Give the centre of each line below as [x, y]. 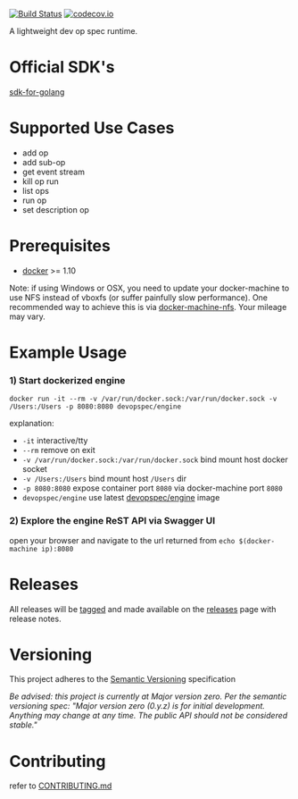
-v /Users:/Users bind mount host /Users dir [104, 479]
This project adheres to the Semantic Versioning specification [123, 679]
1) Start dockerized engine [67, 380]
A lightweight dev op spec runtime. [74, 31]
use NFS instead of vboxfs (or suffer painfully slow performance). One [139, 297]
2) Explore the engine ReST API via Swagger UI [112, 521]
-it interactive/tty [55, 441]
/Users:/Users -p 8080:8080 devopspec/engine [95, 407]
